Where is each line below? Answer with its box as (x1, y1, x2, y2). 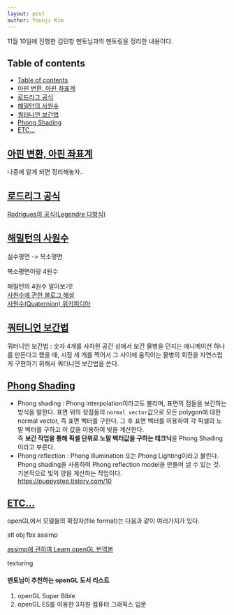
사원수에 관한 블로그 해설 (7, 291, 75, 299)
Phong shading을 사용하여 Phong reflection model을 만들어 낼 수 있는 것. (17, 461, 221, 469)
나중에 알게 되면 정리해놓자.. (7, 168, 84, 176)
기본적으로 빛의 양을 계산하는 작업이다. (17, 469, 122, 477)
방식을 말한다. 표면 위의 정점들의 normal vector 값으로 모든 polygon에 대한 (17, 408, 221, 417)
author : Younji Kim (7, 17, 64, 24)
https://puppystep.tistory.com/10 (17, 477, 112, 486)
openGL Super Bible (17, 592, 75, 600)
